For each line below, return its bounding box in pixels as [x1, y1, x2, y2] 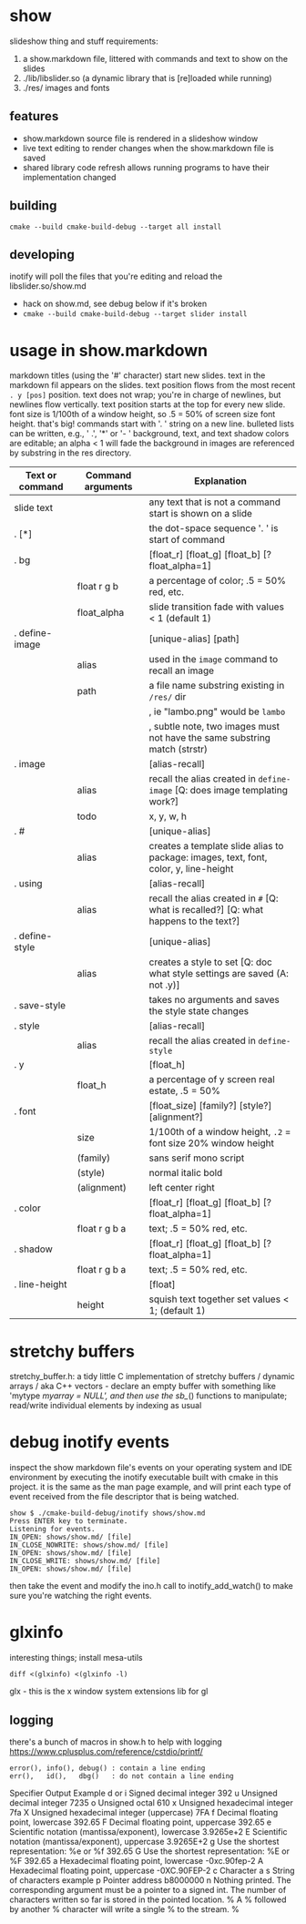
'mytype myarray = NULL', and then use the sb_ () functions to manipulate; [9, 1390, 288, 1401]
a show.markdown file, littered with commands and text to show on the [22, 53, 289, 64]
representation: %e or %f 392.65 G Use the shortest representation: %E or [9, 1846, 290, 1857]
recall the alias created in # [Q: [148, 892, 279, 905]
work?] [148, 795, 179, 808]
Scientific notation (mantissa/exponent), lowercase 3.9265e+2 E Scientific [9, 1826, 289, 1837]
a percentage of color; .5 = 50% [148, 575, 287, 588]
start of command [148, 534, 226, 547]
